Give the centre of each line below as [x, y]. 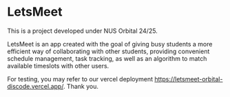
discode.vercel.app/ [35, 86]
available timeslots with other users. [58, 66]
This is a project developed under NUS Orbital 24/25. [83, 31]
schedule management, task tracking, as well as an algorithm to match [107, 58]
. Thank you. [81, 86]
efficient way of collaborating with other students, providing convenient [108, 51]
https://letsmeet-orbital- [189, 79]
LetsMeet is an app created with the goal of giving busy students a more [110, 44]
